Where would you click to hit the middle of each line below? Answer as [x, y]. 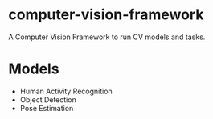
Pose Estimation [47, 108]
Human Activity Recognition [66, 91]
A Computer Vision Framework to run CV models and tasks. [107, 37]
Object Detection [48, 99]
